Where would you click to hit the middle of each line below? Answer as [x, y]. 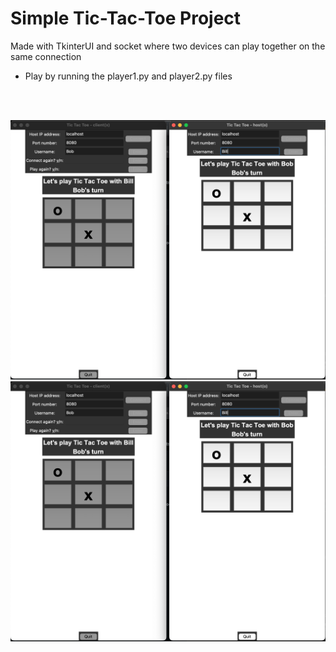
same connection [46, 56]
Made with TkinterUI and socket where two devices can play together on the [168, 46]
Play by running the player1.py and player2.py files [128, 76]
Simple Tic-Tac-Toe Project [126, 18]
